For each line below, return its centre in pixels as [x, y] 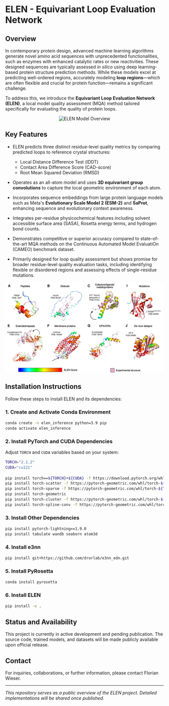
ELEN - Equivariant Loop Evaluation [80, 9]
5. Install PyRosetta [29, 571]
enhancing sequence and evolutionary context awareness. [73, 208]
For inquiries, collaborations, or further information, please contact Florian [82, 673]
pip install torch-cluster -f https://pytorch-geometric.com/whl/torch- [83, 499]
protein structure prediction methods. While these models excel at [88, 72]
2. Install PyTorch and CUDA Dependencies [59, 441]
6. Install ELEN [23, 595]
